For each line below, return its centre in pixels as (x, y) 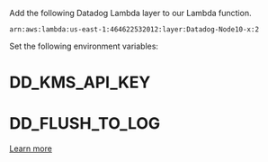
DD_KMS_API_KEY (80, 82)
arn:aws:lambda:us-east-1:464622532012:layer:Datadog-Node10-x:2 (134, 30)
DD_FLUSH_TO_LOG (85, 124)
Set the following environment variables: (84, 46)
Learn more (31, 148)
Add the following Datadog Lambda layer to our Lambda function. (130, 13)
